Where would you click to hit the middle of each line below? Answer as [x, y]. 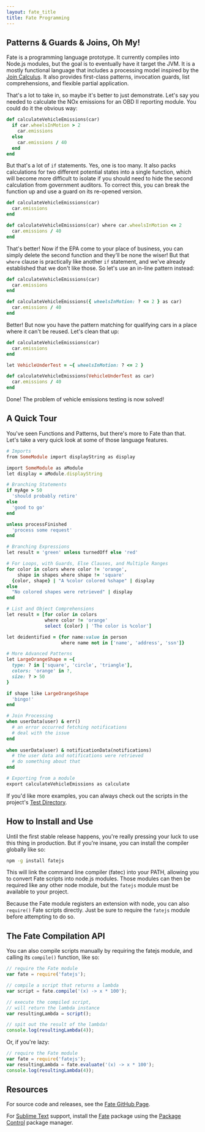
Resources [27, 1090]
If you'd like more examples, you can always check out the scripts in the [97, 796]
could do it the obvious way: [42, 109]
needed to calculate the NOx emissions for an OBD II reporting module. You [102, 102]
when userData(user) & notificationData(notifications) [79, 750]
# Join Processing [30, 716]
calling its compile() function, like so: [53, 957]
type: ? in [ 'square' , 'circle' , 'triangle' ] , [72, 665]
